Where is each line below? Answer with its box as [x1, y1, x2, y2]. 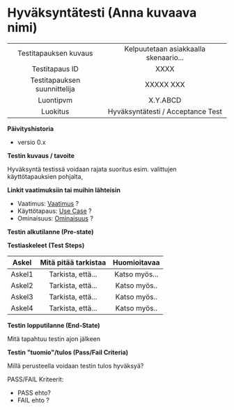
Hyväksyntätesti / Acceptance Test [107, 107, 223, 116]
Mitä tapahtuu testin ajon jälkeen [7, 334, 101, 342]
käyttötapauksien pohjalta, [7, 172, 84, 180]
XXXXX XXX [145, 79, 185, 89]
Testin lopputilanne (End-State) [7, 321, 100, 329]
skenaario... [146, 52, 185, 62]
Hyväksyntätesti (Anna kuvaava [7, 5, 197, 21]
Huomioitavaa [112, 258, 160, 267]
